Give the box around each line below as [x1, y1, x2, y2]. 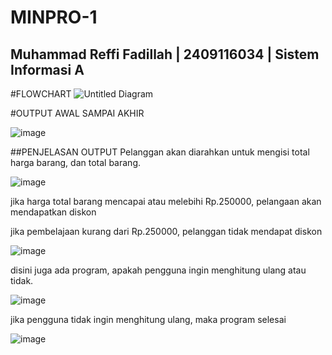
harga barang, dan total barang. [10, 157, 142, 168]
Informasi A [10, 61, 85, 78]
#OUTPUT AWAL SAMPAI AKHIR [10, 107, 145, 119]
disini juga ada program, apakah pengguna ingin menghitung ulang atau [10, 264, 307, 276]
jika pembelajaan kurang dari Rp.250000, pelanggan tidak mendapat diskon [10, 226, 323, 237]
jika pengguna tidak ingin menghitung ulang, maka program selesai [10, 314, 287, 325]
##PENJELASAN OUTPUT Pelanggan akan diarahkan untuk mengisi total [10, 146, 310, 158]
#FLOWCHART [10, 88, 72, 100]
